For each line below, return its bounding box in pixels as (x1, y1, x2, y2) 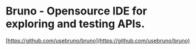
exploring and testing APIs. (5, 17, 145, 31)
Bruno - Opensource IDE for (5, 4, 148, 18)
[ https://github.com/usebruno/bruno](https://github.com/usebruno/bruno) (5, 37, 190, 44)
